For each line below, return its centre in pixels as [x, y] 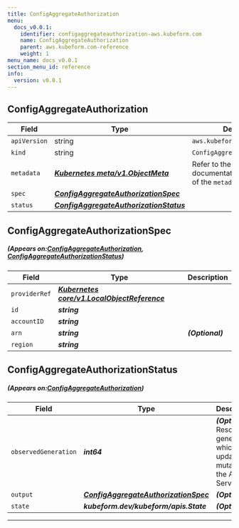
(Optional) [205, 333]
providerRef [31, 294]
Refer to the [211, 165]
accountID [27, 321]
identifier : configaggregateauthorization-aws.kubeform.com [111, 34]
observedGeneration [44, 452]
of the [202, 182]
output [22, 495]
